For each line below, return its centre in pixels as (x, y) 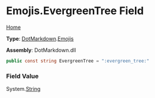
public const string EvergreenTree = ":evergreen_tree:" (78, 61)
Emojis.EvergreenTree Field (75, 11)
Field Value (22, 76)
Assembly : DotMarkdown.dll (41, 50)
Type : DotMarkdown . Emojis (40, 38)
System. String (23, 89)
